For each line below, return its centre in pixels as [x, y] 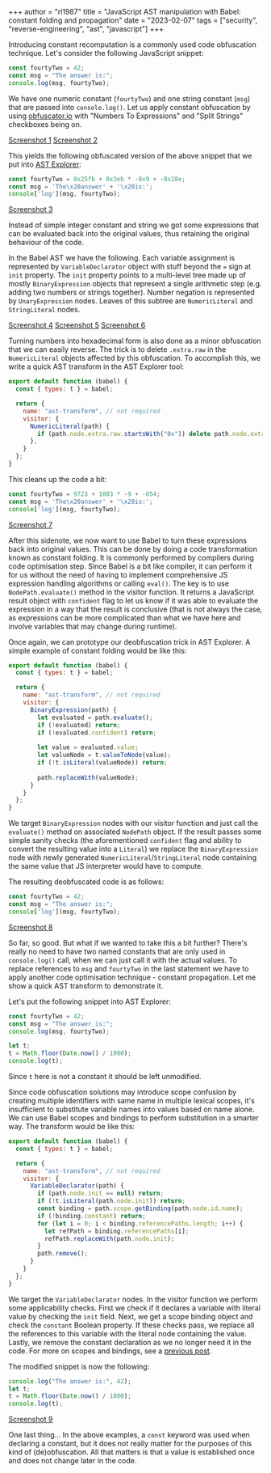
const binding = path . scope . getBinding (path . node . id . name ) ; [140, 1208]
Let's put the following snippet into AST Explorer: [90, 1001]
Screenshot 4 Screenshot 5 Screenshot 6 [77, 325]
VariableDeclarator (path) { [77, 1186]
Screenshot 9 [31, 1420]
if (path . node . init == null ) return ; [100, 1194]
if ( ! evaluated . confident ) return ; [97, 732]
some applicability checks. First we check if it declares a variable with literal [134, 1308]
